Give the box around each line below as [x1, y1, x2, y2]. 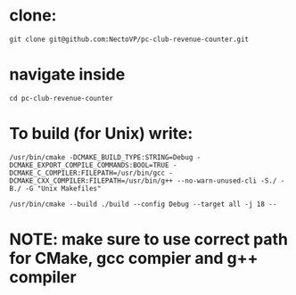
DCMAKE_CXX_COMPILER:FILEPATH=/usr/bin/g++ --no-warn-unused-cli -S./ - [9, 176, 285, 185]
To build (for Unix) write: [9, 124, 193, 143]
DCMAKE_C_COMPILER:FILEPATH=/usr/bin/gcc [9, 168, 166, 177]
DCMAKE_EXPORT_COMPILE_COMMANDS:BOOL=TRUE [9, 160, 169, 169]
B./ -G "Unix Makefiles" [9, 184, 102, 193]
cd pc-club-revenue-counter [9, 94, 114, 102]
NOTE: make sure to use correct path [9, 229, 288, 250]
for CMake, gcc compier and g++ [9, 249, 259, 268]
